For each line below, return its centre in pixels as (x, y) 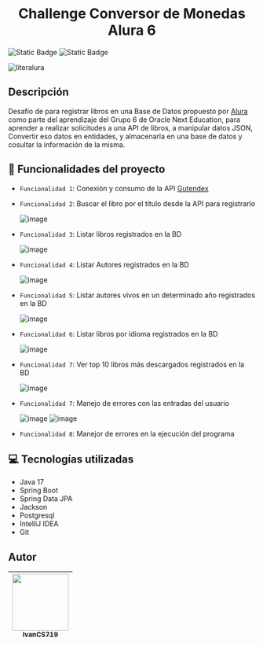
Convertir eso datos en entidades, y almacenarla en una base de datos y (125, 136)
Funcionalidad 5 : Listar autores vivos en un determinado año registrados (137, 295)
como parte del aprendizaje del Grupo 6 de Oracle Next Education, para (124, 120)
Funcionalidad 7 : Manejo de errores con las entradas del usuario (124, 403)
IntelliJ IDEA (39, 524)
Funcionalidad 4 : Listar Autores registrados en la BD (104, 264)
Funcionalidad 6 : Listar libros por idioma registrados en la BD (119, 334)
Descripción (38, 92)
